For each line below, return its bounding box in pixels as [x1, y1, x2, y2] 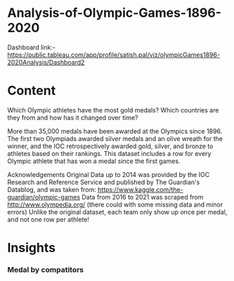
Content [7, 83, 56, 99]
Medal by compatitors [7, 265, 84, 275]
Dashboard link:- [7, 43, 56, 51]
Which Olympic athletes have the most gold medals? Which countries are [7, 105, 219, 114]
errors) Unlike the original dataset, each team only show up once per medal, [7, 207, 228, 216]
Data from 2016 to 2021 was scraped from [82, 192, 204, 201]
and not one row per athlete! [7, 215, 90, 223]
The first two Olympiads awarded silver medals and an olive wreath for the [7, 134, 223, 143]
